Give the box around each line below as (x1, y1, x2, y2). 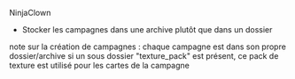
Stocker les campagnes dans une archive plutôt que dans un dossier (21, 25, 273, 34)
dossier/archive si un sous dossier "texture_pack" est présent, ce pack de (9, 51, 279, 61)
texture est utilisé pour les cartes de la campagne (9, 61, 190, 70)
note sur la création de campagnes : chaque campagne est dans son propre (9, 41, 286, 52)
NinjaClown (9, 8, 51, 18)
